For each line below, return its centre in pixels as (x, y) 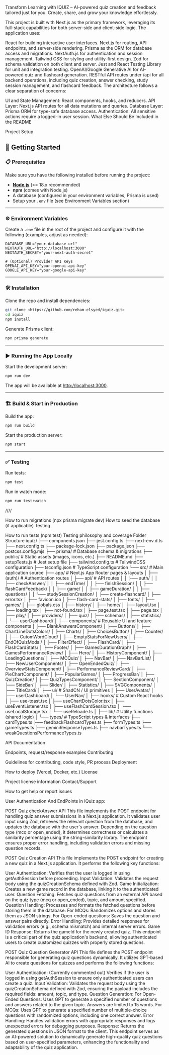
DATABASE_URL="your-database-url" (41, 244)
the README (18, 122)
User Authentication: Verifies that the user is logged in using (68, 873)
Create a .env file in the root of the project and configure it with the (75, 229)
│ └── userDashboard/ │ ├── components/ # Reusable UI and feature (78, 621)
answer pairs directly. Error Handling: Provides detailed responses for (77, 921)
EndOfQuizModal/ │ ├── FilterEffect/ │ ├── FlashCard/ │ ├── (70, 642)
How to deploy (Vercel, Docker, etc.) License (52, 772)
